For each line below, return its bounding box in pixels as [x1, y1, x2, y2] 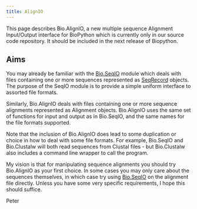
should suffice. [6, 186, 42, 193]
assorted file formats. [6, 89, 58, 96]
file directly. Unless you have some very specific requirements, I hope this [6, 179, 185, 187]
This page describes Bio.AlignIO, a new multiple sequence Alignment [6, 25, 173, 32]
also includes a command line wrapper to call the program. [6, 149, 149, 156]
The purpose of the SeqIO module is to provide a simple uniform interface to [6, 83, 191, 90]
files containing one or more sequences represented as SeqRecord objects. [6, 76, 189, 83]
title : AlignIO [6, 8, 44, 15]
